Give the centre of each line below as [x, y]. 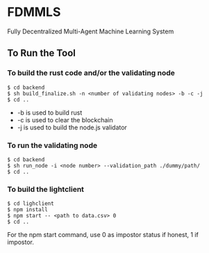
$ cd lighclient [31, 204]
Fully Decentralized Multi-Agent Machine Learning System [91, 31]
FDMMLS [34, 12]
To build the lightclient [46, 189]
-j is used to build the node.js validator [72, 127]
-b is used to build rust [50, 113]
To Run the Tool [42, 53]
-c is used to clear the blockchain [65, 120]
